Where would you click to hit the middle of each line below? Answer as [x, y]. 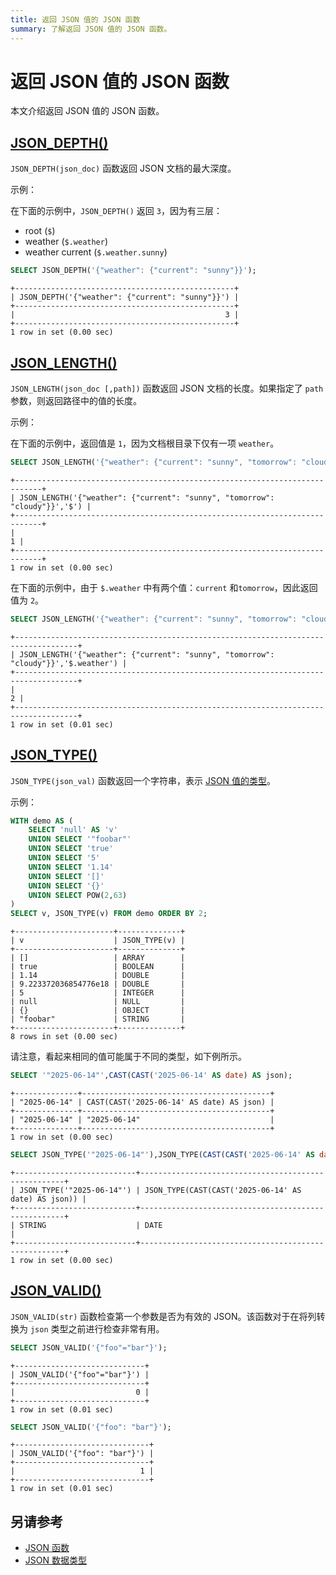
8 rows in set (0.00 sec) [64, 1037]
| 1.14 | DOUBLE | [98, 976]
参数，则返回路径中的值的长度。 [76, 400]
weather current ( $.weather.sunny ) [96, 252]
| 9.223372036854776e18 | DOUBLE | [98, 984]
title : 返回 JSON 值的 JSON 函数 [75, 19]
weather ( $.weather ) [66, 242]
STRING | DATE [91, 1225]
